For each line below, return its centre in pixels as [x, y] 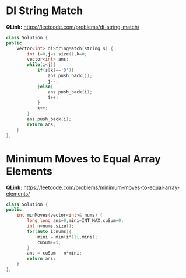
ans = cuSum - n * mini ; [55, 253]
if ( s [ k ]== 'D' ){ [56, 70]
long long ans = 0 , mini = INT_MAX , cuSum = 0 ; [76, 221]
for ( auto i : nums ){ [49, 231]
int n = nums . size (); [51, 226]
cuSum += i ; [49, 242]
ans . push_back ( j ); [70, 76]
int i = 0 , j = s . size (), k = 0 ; [57, 54]
